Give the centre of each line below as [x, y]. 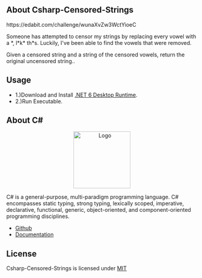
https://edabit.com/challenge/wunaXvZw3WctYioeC [71, 24]
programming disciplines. [38, 216]
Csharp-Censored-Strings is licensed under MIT [67, 268]
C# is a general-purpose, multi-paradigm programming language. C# [93, 197]
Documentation [34, 235]
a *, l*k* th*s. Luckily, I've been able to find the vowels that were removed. [99, 42]
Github [23, 228]
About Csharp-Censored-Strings [70, 10]
